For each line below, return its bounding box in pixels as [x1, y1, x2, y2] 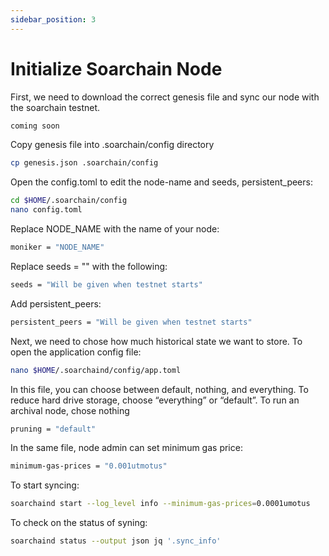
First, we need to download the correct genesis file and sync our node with [10, 91, 320, 103]
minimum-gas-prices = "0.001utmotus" [10, 461, 168, 471]
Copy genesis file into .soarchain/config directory [10, 139, 215, 151]
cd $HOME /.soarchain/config [10, 196, 128, 206]
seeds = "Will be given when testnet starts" [10, 279, 203, 290]
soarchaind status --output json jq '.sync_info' [10, 536, 222, 546]
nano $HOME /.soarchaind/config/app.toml [10, 365, 182, 375]
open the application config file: [10, 346, 142, 358]
